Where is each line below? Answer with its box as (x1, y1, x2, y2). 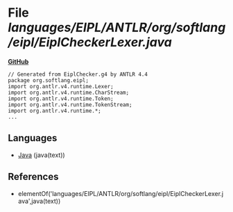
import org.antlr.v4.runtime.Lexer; (8, 83, 114, 90)
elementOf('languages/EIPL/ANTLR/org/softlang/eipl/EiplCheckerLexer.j (17, 189, 224, 197)
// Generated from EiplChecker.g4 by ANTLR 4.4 (8, 71, 148, 78)
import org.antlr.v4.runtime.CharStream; (8, 89, 130, 96)
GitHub (8, 57, 29, 65)
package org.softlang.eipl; (8, 76, 89, 84)
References (8, 171, 59, 183)
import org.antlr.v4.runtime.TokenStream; (8, 101, 132, 108)
